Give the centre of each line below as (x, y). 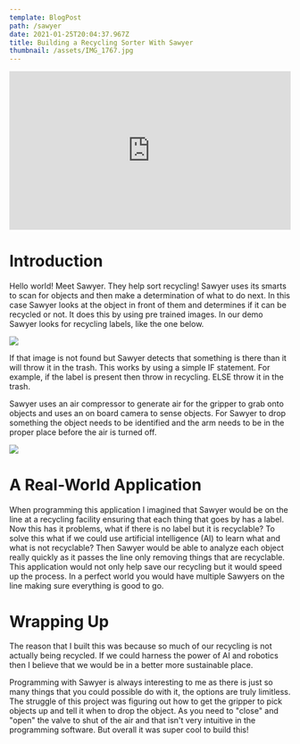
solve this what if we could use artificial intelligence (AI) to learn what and (145, 538)
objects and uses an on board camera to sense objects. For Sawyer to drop (148, 413)
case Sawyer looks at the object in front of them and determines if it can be (148, 305)
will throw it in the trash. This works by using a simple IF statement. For (140, 367)
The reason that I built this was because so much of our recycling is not (141, 646)
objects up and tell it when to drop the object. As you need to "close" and (144, 711)
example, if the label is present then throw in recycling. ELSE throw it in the (146, 377)
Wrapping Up (59, 621)
